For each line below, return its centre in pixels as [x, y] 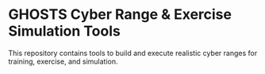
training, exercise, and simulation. [63, 61]
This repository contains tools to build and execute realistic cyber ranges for [133, 53]
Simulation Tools [64, 31]
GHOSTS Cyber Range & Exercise [120, 15]
